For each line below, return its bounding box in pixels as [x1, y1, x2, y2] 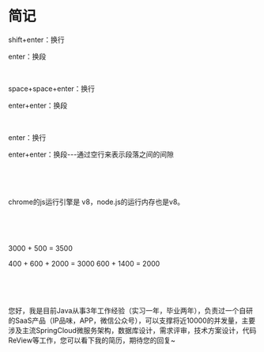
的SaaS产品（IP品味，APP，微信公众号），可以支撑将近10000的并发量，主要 [8, 316, 255, 325]
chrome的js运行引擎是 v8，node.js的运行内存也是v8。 [8, 197, 185, 206]
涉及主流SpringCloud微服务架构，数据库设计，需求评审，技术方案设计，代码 [8, 325, 257, 335]
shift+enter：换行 [8, 35, 65, 44]
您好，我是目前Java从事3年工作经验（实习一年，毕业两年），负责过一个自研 [8, 305, 253, 315]
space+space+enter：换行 [8, 84, 96, 93]
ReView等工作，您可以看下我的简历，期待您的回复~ [8, 335, 175, 345]
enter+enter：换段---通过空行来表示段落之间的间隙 [8, 150, 174, 159]
